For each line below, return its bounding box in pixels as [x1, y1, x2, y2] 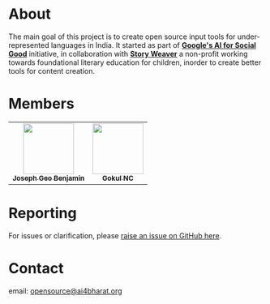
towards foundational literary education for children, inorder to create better [8, 58, 262, 67]
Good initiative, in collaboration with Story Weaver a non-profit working [8, 49, 249, 58]
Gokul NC [102, 173, 134, 182]
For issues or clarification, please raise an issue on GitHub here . [8, 230, 222, 240]
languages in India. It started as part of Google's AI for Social [50, 40, 257, 49]
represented [8, 40, 49, 49]
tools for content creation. [8, 66, 96, 75]
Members [8, 95, 75, 113]
